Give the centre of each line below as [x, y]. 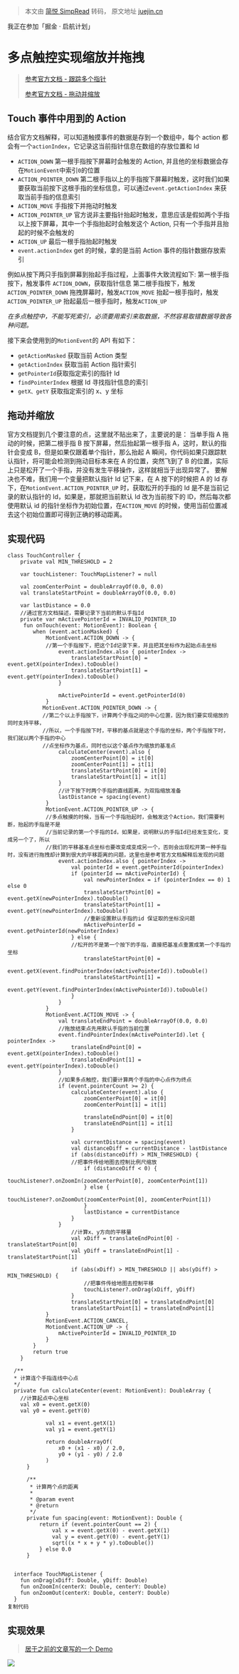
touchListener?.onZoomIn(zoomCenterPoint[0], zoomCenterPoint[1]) [108, 1181]
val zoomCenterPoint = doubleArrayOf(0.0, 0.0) [92, 587]
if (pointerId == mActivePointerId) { [128, 874]
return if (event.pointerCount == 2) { [98, 1524]
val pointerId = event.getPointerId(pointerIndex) [147, 868]
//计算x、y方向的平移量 [101, 1232]
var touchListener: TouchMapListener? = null [89, 574]
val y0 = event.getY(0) [55, 1411]
